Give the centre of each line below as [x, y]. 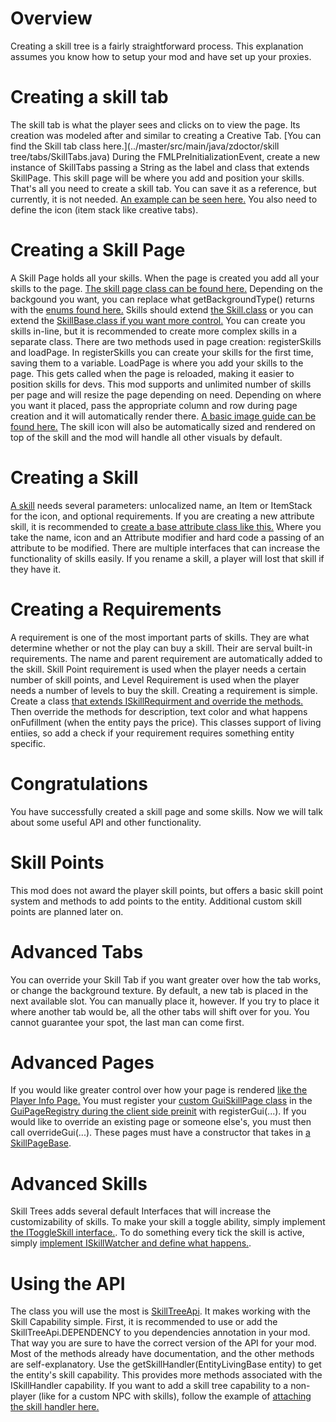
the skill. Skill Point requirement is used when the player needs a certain [158, 669]
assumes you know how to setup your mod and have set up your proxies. [161, 56]
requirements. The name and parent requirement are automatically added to [166, 658]
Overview [51, 18]
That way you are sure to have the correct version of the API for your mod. [163, 1343]
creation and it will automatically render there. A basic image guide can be [163, 416]
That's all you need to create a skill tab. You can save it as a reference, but [163, 188]
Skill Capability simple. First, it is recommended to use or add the [144, 1322]
